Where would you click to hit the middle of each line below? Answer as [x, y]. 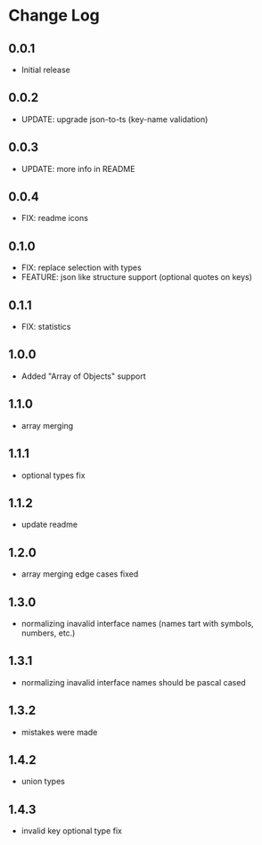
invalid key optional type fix [71, 831]
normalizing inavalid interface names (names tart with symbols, [138, 623]
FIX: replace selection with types [81, 267]
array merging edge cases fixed [80, 574]
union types [43, 782]
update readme [49, 525]
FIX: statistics [46, 327]
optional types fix [53, 475]
